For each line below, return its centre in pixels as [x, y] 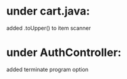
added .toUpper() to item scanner [49, 28]
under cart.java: [48, 11]
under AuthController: [64, 53]
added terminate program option [48, 69]
